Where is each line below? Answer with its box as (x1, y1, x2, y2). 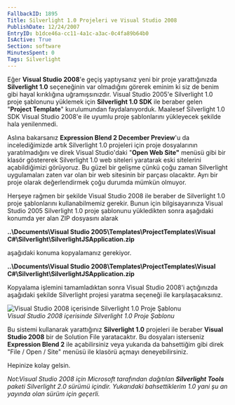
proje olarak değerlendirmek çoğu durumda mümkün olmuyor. (7, 178, 187, 186)
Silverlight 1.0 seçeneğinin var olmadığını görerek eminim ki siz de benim (7, 82, 220, 91)
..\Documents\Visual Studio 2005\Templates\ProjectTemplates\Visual (7, 227, 216, 235)
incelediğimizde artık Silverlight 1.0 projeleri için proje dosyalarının (7, 141, 198, 149)
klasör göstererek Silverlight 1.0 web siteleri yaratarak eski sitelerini (7, 156, 201, 164)
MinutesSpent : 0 (7, 50, 55, 57)
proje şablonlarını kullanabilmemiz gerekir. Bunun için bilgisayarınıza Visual (7, 199, 223, 207)
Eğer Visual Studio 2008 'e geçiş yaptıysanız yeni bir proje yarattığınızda (7, 75, 217, 83)
